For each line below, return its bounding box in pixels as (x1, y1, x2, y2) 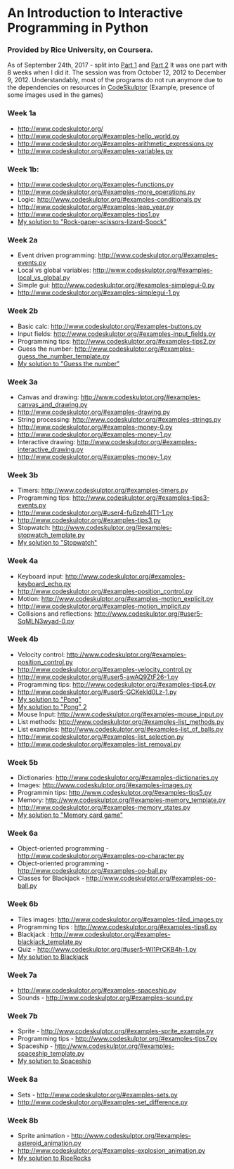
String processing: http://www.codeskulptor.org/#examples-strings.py (17, 415, 221, 423)
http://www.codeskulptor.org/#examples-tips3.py (17, 516, 161, 524)
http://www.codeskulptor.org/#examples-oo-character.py (17, 852, 185, 860)
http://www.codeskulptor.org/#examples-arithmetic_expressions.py (17, 139, 214, 148)
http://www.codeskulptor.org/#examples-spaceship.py (17, 986, 177, 995)
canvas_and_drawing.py (17, 400, 88, 408)
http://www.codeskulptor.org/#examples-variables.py (17, 146, 174, 155)
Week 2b (7, 306, 39, 316)
